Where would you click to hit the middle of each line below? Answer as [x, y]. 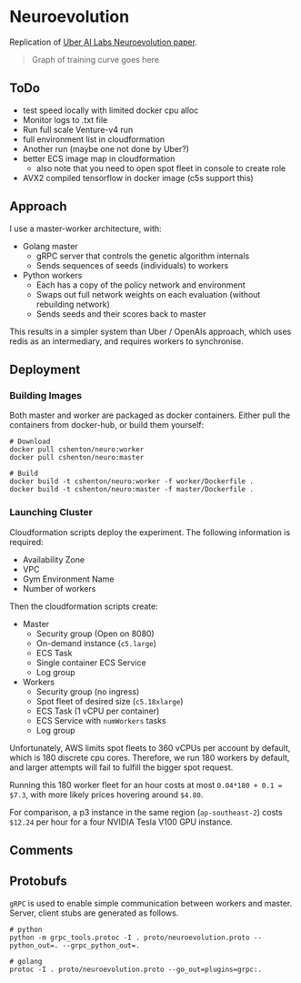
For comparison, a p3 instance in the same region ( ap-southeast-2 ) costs [146, 812]
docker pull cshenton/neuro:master [77, 458]
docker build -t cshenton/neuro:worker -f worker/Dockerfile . [132, 481]
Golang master [50, 246]
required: [26, 542]
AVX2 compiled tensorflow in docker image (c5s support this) [138, 177]
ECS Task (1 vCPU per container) [98, 711]
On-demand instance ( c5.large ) [96, 643]
